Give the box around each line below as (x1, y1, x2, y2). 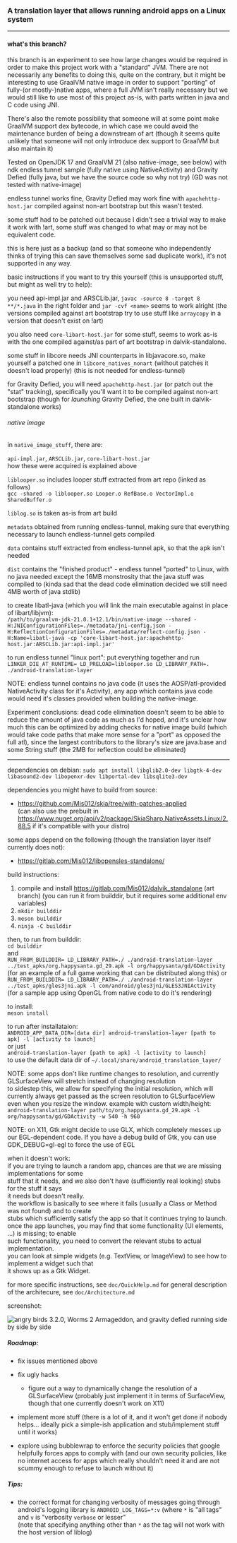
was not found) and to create (7, 1206, 92, 1215)
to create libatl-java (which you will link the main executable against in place (7, 601, 229, 609)
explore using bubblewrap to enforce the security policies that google (17, 1441, 221, 1450)
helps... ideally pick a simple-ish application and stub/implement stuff (17, 1420, 220, 1429)
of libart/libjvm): (7, 608, 54, 616)
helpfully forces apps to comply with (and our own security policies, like (17, 1448, 227, 1457)
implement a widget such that (7, 1259, 94, 1268)
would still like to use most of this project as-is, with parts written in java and (7, 93, 229, 101)
